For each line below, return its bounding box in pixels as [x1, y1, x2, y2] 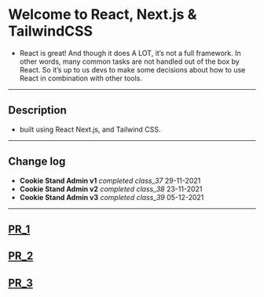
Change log [8, 155, 66, 169]
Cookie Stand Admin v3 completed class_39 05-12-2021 [19, 192, 204, 202]
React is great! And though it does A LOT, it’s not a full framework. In [19, 48, 241, 58]
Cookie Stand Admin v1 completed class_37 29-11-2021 [19, 176, 201, 185]
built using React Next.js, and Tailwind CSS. [19, 124, 161, 134]
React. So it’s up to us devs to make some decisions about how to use [19, 65, 246, 74]
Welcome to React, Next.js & [8, 6, 197, 24]
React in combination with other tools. [19, 73, 143, 83]
